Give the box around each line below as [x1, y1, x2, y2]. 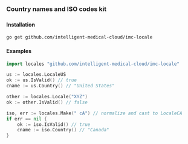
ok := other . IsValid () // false [6, 99, 88, 105]
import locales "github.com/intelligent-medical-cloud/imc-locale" [6, 61, 180, 67]
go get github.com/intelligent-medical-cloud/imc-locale [6, 34, 153, 40]
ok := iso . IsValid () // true [17, 121, 91, 128]
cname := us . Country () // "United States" [6, 83, 115, 89]
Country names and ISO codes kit [6, 5, 107, 13]
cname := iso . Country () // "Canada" [17, 127, 110, 133]
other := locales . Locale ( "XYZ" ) [6, 94, 88, 100]
